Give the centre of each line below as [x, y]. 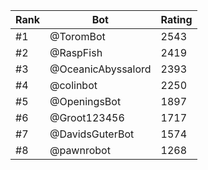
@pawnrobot [80, 150]
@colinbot [73, 85]
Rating [176, 19]
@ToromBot [77, 36]
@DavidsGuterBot [92, 134]
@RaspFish [76, 52]
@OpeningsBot [85, 101]
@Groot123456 [87, 117]
